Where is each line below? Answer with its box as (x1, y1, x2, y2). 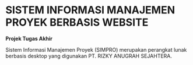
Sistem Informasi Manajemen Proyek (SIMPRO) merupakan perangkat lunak (5, 46, 187, 53)
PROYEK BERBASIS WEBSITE (5, 16, 149, 29)
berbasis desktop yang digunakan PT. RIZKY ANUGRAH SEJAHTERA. (5, 52, 173, 59)
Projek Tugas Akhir (5, 35, 53, 42)
